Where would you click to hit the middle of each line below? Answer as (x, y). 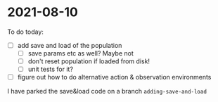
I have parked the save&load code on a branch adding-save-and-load (107, 91)
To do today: (26, 32)
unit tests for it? (51, 69)
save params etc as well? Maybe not (81, 53)
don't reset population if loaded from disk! (89, 61)
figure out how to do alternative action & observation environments (114, 77)
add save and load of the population (70, 45)
